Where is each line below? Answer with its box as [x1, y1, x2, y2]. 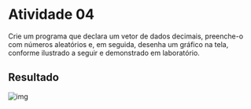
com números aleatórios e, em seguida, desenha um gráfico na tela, [8, 39, 229, 49]
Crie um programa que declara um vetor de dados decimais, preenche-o [8, 31, 244, 41]
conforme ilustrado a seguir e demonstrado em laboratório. [8, 48, 201, 57]
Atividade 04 [8, 5, 95, 24]
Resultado [8, 71, 59, 84]
